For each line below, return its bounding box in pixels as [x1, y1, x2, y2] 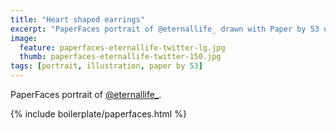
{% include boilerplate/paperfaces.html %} [10, 108, 187, 120]
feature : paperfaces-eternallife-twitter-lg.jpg [19, 42, 226, 53]
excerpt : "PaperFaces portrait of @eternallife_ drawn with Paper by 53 [10, 24, 320, 34]
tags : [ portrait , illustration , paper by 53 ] [10, 61, 203, 71]
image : [10, 33, 38, 43]
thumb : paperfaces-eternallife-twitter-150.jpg [19, 52, 222, 62]
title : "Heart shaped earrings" [10, 14, 145, 25]
